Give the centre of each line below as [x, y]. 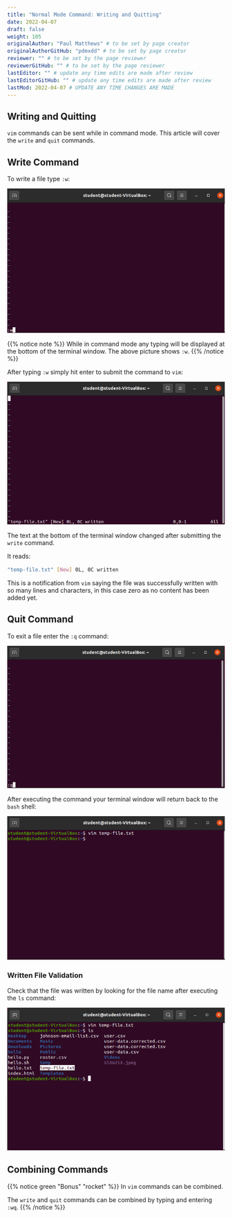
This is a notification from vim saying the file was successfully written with [113, 583]
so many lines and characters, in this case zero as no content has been [108, 590]
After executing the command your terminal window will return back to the [113, 800]
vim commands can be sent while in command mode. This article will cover [114, 133]
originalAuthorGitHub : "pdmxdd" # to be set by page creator [97, 51]
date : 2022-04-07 [32, 22]
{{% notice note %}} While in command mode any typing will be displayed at [116, 344]
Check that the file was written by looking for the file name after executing [113, 990]
